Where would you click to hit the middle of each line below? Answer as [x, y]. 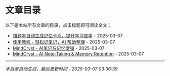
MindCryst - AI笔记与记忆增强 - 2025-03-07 [58, 48]
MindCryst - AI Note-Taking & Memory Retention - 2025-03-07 [78, 53]
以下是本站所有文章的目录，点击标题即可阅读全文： [58, 25]
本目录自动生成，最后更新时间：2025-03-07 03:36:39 [61, 68]
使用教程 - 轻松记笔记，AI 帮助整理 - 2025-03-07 [64, 42]
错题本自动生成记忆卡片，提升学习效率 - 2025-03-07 [68, 35]
